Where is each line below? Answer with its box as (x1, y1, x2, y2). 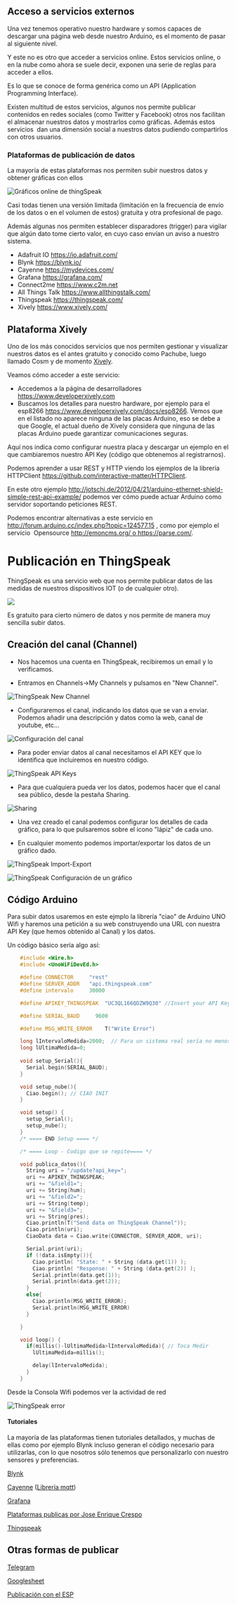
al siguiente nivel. (7, 39, 58, 48)
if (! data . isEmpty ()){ (25, 1252, 93, 1259)
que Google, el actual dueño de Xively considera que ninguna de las (17, 422, 216, 430)
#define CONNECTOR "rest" (20, 974, 109, 981)
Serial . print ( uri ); (25, 1245, 83, 1252)
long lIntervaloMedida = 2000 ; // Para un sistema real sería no (20, 1038, 212, 1045)
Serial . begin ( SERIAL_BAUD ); (25, 1064, 109, 1071)
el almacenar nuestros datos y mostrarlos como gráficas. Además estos (7, 118, 216, 126)
